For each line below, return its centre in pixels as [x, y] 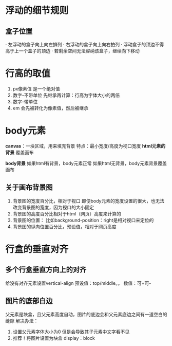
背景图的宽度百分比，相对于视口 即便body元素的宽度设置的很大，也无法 [89, 201]
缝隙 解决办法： [22, 321]
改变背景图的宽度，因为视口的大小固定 [53, 207]
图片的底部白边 [29, 301]
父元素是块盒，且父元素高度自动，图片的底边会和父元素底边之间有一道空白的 [86, 314]
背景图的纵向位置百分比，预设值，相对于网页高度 [64, 226]
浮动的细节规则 [37, 11]
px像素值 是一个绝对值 [36, 88]
